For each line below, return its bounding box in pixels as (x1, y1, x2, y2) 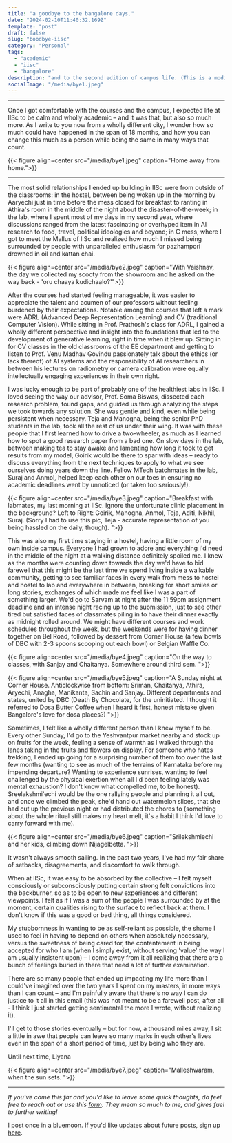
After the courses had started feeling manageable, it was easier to (8, 291, 196, 299)
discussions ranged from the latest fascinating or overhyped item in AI (8, 220, 207, 229)
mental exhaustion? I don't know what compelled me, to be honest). (8, 782, 200, 791)
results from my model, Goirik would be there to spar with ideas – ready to (8, 451, 218, 460)
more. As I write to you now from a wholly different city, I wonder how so (8, 121, 214, 129)
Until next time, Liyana (8, 1052, 72, 1061)
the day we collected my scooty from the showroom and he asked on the (8, 270, 215, 278)
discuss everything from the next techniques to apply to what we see (8, 459, 204, 467)
